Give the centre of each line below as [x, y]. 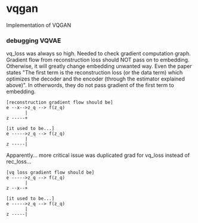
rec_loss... [19, 162]
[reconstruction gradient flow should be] [60, 103]
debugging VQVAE [34, 41]
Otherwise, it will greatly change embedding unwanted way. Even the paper [99, 66]
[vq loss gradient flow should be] [50, 173]
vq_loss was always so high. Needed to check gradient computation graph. [98, 54]
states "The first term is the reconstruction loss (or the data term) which [95, 73]
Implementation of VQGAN [39, 25]
